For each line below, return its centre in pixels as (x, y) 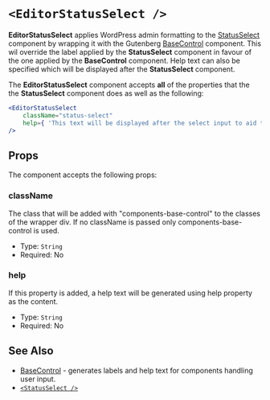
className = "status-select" (68, 115)
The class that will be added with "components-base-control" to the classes (135, 213)
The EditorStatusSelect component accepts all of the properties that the (129, 85)
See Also (31, 351)
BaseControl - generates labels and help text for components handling (136, 370)
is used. (47, 230)
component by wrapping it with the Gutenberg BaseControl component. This (135, 43)
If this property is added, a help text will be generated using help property (131, 293)
